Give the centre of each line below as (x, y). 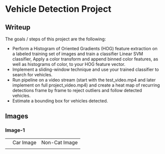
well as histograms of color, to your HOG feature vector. (69, 64)
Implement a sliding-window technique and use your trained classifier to (85, 69)
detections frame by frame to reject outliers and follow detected (77, 90)
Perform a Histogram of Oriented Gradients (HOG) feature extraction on (85, 48)
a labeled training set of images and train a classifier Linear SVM (78, 54)
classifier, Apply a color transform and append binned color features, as (85, 59)
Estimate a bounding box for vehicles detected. (60, 101)
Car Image (25, 142)
